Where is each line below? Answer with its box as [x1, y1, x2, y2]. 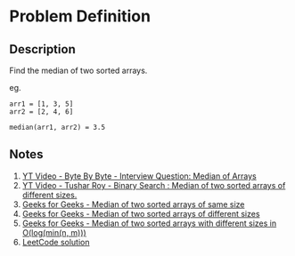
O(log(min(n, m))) [21, 227, 86, 237]
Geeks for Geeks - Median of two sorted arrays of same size [21, 198, 245, 210]
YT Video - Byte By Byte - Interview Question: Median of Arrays [21, 171, 257, 181]
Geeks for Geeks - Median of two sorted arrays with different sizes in [21, 218, 277, 228]
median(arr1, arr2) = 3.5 [9, 123, 105, 132]
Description [9, 42, 76, 57]
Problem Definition [9, 6, 152, 27]
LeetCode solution [21, 236, 90, 247]
